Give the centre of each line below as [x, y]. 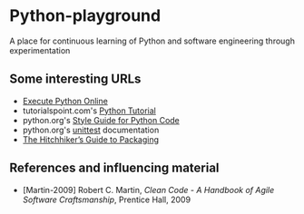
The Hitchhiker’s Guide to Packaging [91, 139]
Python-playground [85, 16]
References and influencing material [114, 168]
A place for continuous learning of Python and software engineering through [152, 41]
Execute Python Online [65, 101]
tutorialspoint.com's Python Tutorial [89, 111]
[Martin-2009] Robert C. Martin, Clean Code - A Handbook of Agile [148, 190]
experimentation [40, 50]
